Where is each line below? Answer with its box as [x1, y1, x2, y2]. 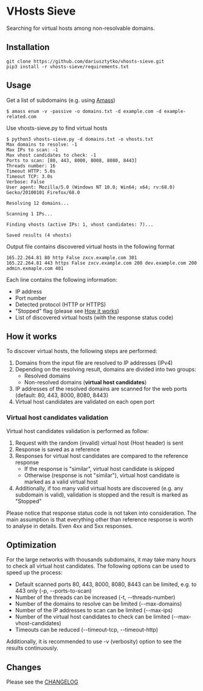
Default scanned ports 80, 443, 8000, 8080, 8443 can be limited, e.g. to [15, 581, 197, 588]
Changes [6, 662, 41, 672]
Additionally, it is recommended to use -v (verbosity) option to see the [6, 638, 182, 645]
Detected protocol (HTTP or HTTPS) [15, 301, 106, 308]
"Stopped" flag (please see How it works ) [15, 307, 120, 315]
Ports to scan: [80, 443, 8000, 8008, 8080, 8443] [6, 157, 137, 163]
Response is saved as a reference [15, 445, 100, 453]
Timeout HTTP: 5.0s [6, 168, 56, 174]
